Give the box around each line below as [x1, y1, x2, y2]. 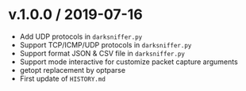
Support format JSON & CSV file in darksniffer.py [19, 48, 185, 58]
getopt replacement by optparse [19, 65, 125, 74]
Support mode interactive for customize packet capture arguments [19, 57, 238, 66]
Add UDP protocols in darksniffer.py [19, 32, 143, 41]
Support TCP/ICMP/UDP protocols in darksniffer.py [19, 40, 192, 49]
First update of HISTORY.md [19, 74, 106, 83]
